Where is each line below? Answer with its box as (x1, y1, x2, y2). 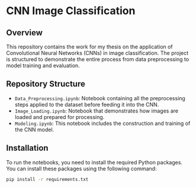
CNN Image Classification (6, 4, 136, 18)
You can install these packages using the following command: (6, 165, 157, 172)
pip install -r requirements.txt (6, 176, 89, 182)
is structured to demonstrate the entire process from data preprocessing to (6, 56, 189, 62)
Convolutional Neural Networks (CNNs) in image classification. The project (6, 50, 189, 57)
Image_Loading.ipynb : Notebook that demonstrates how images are (14, 107, 179, 114)
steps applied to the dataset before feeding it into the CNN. (14, 101, 159, 108)
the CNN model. (14, 126, 54, 133)
